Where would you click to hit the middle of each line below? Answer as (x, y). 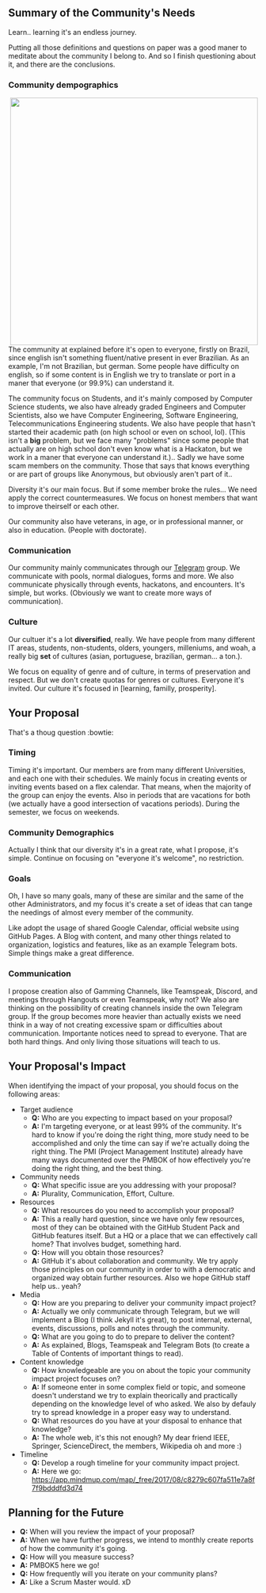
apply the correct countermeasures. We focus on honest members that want (133, 498)
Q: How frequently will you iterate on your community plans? (118, 1574)
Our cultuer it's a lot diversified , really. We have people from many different (132, 639)
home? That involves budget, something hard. (106, 1244)
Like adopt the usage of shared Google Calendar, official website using (123, 928)
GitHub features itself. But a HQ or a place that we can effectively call (144, 1235)
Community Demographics (61, 832)
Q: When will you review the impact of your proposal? (107, 1532)
